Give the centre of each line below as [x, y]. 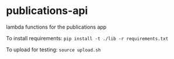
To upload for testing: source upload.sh [53, 49]
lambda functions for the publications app [56, 27]
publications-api [47, 11]
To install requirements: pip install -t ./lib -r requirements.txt [87, 38]
